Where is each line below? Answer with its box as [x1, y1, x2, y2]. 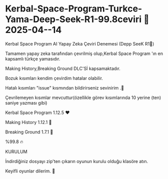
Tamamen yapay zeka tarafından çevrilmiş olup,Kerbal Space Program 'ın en [5, 50, 163, 56]
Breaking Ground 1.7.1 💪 [5, 128, 54, 135]
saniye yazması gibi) [5, 99, 48, 105]
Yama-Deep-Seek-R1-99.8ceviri [5, 13, 142, 25]
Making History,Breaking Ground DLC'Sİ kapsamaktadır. [5, 65, 121, 71]
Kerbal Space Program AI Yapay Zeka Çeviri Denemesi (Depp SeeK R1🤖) [5, 40, 154, 46]
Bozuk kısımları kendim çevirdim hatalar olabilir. [5, 75, 103, 81]
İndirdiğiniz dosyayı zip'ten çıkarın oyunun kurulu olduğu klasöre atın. [5, 158, 148, 164]
